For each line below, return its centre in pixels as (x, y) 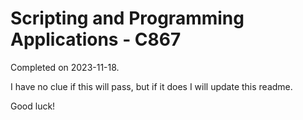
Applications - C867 (96, 39)
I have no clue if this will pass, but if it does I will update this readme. (151, 86)
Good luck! (33, 106)
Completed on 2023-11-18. (65, 67)
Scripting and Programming (127, 18)
